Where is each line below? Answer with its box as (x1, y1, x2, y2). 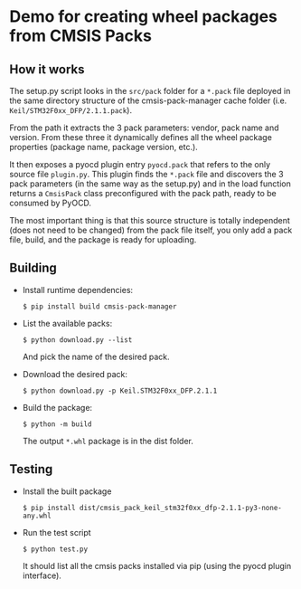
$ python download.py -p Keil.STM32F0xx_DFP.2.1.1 (22, 386, 218, 395)
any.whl (22, 511, 52, 520)
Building (9, 261, 57, 276)
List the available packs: (22, 318, 113, 328)
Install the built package (22, 486, 112, 497)
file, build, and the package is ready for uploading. (9, 234, 197, 245)
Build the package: (22, 402, 93, 413)
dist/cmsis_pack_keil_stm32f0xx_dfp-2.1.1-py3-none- (80, 503, 282, 512)
